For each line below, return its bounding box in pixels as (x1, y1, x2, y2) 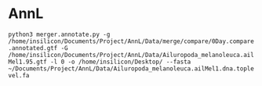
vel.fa (8, 71, 30, 79)
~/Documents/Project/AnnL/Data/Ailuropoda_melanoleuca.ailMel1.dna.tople (8, 64, 255, 73)
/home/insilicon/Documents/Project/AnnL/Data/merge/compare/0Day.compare (8, 37, 255, 45)
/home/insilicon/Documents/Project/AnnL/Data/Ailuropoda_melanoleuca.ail (8, 51, 255, 59)
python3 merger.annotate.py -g (8, 30, 111, 38)
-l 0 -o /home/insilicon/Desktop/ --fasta (49, 58, 191, 66)
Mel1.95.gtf (8, 58, 47, 66)
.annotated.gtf (8, 44, 58, 52)
